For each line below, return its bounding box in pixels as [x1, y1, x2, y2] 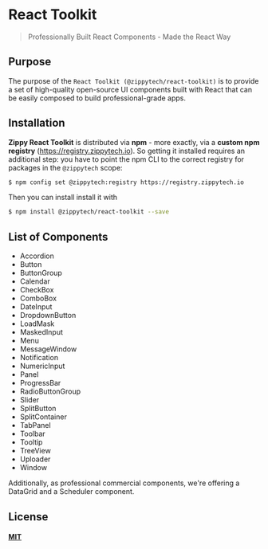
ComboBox [19, 293, 57, 304]
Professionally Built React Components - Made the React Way [27, 32, 231, 41]
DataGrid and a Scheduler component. [8, 487, 135, 496]
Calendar [19, 276, 50, 286]
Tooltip [19, 437, 43, 447]
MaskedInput [19, 327, 64, 337]
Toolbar [19, 429, 45, 439]
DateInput [19, 302, 53, 312]
